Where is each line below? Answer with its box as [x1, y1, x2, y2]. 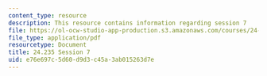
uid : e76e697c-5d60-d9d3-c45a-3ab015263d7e [8, 56, 155, 64]
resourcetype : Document [8, 41, 87, 49]
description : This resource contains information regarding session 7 [8, 19, 247, 27]
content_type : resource [8, 11, 87, 20]
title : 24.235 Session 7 [8, 48, 91, 56]
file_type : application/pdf [8, 33, 102, 42]
